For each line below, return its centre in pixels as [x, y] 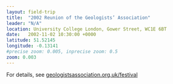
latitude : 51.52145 [31, 40]
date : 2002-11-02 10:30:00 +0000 [51, 35]
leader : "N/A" [24, 23]
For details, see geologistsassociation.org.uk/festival [72, 74]
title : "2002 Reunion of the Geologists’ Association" [78, 18]
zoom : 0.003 [21, 57]
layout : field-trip [31, 12]
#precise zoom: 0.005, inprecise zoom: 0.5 [62, 52]
